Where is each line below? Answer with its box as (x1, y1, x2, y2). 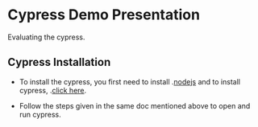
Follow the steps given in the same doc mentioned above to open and (19, 100, 251, 110)
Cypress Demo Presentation (7, 6, 201, 24)
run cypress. (19, 109, 61, 119)
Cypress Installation (7, 55, 111, 69)
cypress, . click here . (19, 85, 87, 95)
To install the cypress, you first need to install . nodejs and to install (19, 76, 241, 86)
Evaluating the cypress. (7, 32, 85, 42)
